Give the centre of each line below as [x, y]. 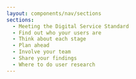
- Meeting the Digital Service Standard [71, 26]
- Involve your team [42, 52]
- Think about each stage [50, 39]
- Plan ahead [31, 45]
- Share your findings [45, 58]
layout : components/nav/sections [54, 13]
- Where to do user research [54, 65]
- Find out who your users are [57, 33]
